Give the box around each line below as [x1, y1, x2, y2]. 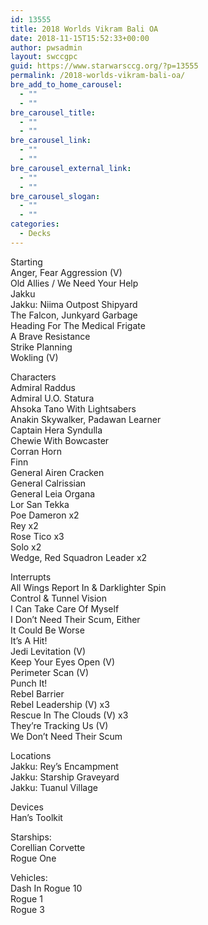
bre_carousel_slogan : [10, 191, 101, 201]
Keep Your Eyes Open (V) [10, 656, 116, 668]
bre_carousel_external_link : [10, 163, 132, 173]
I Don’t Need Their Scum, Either [10, 613, 141, 625]
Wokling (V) [10, 351, 59, 363]
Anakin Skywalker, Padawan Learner [10, 413, 162, 425]
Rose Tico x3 [10, 530, 65, 542]
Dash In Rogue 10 [10, 882, 83, 894]
